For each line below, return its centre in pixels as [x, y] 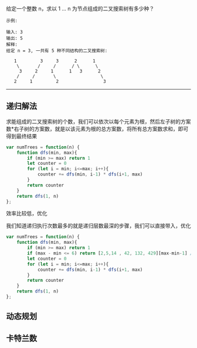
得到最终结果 [21, 136]
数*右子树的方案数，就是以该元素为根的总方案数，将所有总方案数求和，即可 [97, 129]
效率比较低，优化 [27, 213]
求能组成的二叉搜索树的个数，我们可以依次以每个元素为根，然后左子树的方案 [98, 121]
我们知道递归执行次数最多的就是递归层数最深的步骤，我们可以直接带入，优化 [98, 226]
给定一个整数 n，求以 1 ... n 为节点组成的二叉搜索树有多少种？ [80, 8]
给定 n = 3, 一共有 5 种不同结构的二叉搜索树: [57, 51]
